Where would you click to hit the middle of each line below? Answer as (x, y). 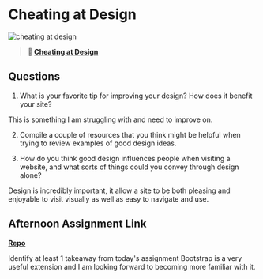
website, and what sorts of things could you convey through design (129, 167)
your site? (36, 104)
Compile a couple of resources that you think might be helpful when (130, 134)
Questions (34, 77)
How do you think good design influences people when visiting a (125, 158)
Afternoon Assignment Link (77, 224)
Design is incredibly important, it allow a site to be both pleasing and (119, 190)
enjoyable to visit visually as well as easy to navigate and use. (109, 198)
